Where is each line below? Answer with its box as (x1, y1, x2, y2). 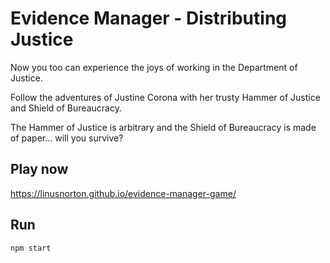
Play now (10, 161, 69, 178)
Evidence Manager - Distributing (10, 7, 287, 30)
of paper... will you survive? (10, 132, 124, 144)
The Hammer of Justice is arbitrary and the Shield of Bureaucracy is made (10, 121, 317, 133)
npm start (10, 243, 52, 253)
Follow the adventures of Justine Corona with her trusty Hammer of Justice (10, 91, 321, 103)
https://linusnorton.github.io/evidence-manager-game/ (10, 187, 237, 199)
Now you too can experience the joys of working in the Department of (10, 61, 298, 73)
